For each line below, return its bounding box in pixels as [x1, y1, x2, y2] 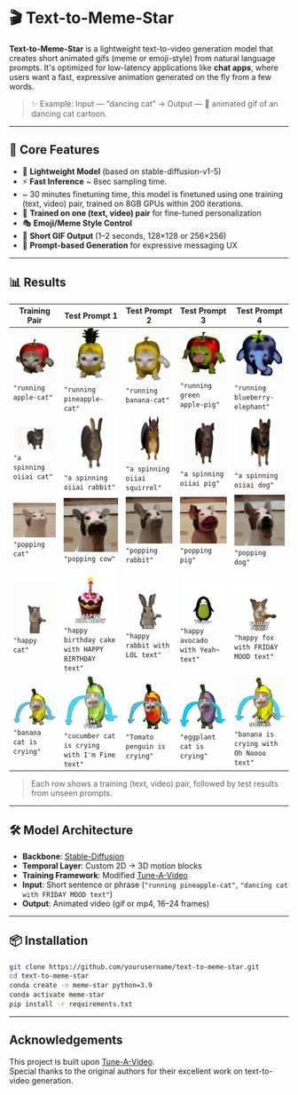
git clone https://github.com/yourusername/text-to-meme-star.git [9, 962, 260, 972]
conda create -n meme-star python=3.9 [9, 981, 153, 990]
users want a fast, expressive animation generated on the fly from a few [9, 71, 272, 82]
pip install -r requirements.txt [9, 1000, 133, 1009]
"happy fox [233, 633, 275, 643]
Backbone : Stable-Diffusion [21, 851, 125, 861]
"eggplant [179, 733, 216, 742]
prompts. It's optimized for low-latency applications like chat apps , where [9, 62, 279, 73]
